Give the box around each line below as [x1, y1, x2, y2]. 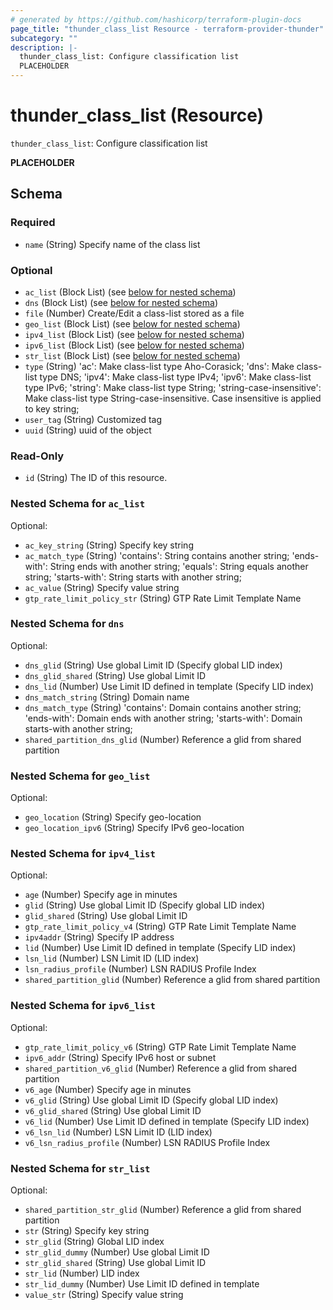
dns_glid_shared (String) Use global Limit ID [24, 669, 207, 681]
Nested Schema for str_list [10, 1161, 151, 1175]
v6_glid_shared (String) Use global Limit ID [24, 1104, 202, 1116]
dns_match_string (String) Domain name [24, 691, 190, 703]
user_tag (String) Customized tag [24, 413, 163, 425]
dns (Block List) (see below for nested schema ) [24, 296, 219, 308]
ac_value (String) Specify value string [24, 581, 180, 593]
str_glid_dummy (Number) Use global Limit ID [24, 1246, 210, 1258]
